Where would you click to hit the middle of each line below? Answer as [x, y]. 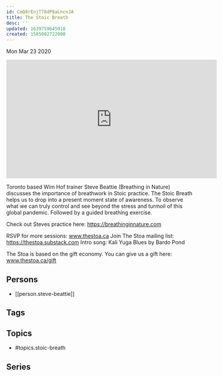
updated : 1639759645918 [36, 29]
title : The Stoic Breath [37, 17]
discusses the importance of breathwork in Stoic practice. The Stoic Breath [99, 193]
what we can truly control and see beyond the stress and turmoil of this [94, 206]
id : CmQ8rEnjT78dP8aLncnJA [40, 12]
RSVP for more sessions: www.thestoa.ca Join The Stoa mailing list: [90, 236]
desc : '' [17, 23]
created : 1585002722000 [36, 34]
